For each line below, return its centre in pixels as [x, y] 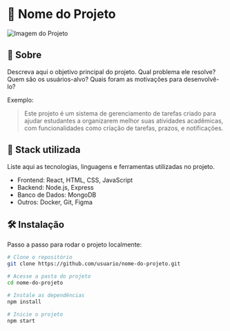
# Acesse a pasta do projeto [49, 276]
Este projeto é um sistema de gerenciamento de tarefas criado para [120, 113]
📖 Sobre [25, 55]
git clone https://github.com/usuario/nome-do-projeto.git [94, 264]
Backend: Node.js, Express [56, 187]
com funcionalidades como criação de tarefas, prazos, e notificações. [124, 128]
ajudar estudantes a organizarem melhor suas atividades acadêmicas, [124, 120]
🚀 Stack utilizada [44, 150]
